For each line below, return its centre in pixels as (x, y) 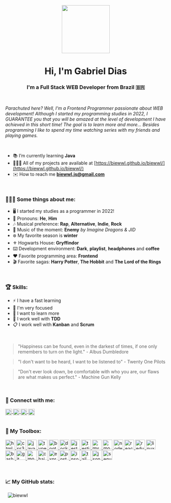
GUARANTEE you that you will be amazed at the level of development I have (86, 119)
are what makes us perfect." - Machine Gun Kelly (69, 377)
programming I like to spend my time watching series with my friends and (83, 130)
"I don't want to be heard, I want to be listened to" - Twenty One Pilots (92, 362)
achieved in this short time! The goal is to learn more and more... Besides (82, 125)
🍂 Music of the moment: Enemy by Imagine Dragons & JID (74, 229)
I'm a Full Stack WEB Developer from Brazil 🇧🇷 (86, 87)
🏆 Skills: (17, 287)
